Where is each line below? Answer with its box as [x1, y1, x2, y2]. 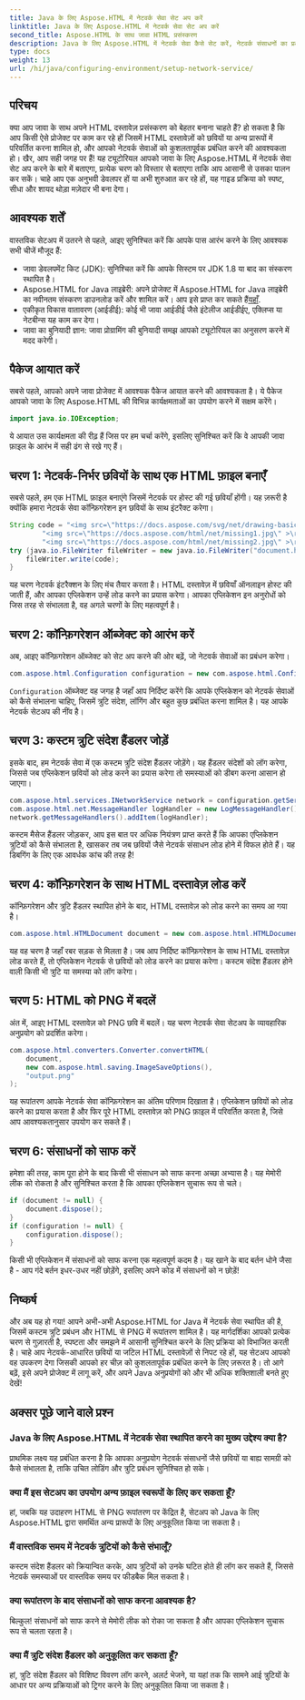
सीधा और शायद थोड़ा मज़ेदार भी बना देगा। [9, 183, 130, 194]
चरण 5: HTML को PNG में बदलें [9, 993, 156, 1009]
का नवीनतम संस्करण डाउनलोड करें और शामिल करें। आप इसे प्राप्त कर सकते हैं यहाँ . [22, 293, 261, 305]
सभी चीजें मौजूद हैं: [9, 245, 63, 256]
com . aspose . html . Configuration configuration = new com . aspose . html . [9, 669, 279, 678]
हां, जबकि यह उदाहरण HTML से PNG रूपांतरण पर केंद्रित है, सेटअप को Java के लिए [9, 1507, 260, 1518]
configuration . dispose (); [25, 1230, 124, 1239]
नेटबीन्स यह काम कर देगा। [22, 314, 100, 325]
